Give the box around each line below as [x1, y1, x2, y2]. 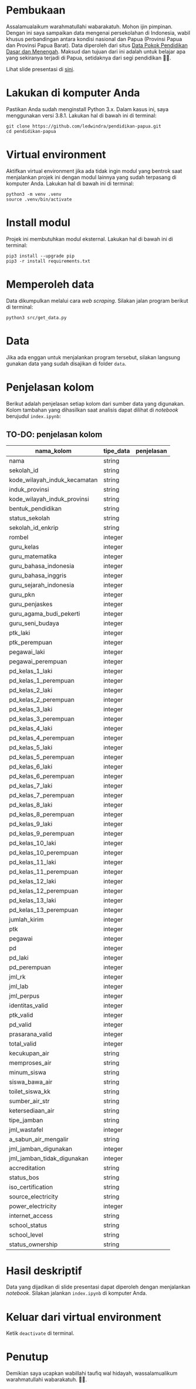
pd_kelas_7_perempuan [9, 792, 75, 800]
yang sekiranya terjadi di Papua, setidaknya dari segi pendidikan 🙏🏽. [6, 54, 171, 61]
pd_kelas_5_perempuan [9, 753, 75, 762]
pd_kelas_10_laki [9, 839, 56, 847]
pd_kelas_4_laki [9, 724, 53, 733]
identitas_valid [9, 1001, 48, 1010]
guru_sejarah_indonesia [9, 581, 75, 589]
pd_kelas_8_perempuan [9, 810, 75, 819]
